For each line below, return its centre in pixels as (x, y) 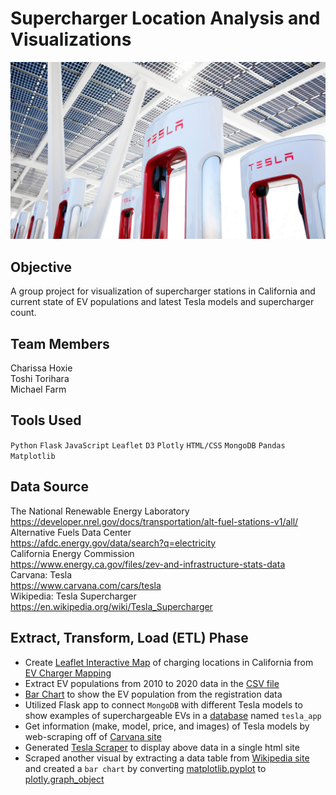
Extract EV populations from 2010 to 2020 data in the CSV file (152, 683)
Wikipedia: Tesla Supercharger (73, 596)
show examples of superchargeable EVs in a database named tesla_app (173, 715)
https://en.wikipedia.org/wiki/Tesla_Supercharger (111, 606)
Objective (41, 267)
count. (23, 313)
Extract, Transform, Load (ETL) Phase (129, 638)
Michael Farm (38, 389)
